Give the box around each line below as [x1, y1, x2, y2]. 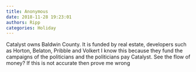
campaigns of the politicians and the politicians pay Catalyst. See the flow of [6, 53, 191, 60]
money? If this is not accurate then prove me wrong [6, 60, 130, 67]
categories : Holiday [6, 25, 57, 31]
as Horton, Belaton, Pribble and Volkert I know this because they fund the [6, 47, 183, 54]
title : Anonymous [6, 8, 49, 15]
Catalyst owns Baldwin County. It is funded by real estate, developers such [6, 41, 187, 48]
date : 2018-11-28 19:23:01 [6, 14, 72, 20]
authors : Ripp [6, 19, 41, 25]
